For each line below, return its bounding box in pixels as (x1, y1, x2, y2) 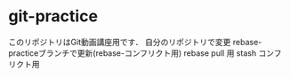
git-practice (8, 6, 99, 27)
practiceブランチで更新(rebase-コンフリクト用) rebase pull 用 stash (8, 47, 257, 58)
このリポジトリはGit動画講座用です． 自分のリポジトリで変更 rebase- (8, 36, 262, 47)
